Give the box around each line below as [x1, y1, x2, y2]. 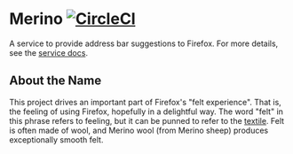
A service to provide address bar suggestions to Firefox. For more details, [9, 38, 279, 49]
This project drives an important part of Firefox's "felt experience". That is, [9, 96, 281, 107]
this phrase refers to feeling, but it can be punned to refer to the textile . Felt [9, 115, 285, 126]
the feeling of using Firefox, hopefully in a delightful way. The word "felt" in [9, 106, 284, 117]
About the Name [9, 73, 102, 89]
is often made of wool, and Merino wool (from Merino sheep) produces [9, 125, 269, 135]
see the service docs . [9, 47, 89, 58]
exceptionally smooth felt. [9, 134, 104, 145]
